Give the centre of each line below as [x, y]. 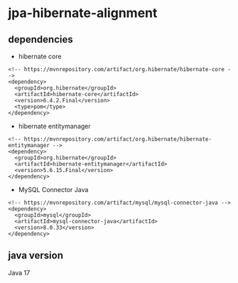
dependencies [40, 39]
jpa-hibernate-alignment [83, 13]
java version [36, 256]
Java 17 [19, 272]
